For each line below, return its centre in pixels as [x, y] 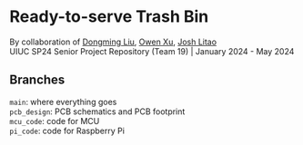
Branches [37, 80]
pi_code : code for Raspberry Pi [67, 130]
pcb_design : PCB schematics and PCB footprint [97, 111]
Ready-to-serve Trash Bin [109, 17]
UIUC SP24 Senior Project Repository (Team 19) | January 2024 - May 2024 [152, 51]
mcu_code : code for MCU [55, 121]
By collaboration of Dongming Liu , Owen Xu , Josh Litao [113, 42]
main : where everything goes [63, 101]
